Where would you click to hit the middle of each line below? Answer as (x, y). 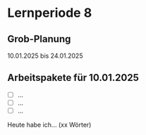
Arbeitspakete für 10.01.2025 (73, 78)
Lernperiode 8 (50, 13)
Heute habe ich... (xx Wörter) (49, 125)
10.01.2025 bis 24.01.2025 (45, 56)
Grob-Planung (39, 39)
